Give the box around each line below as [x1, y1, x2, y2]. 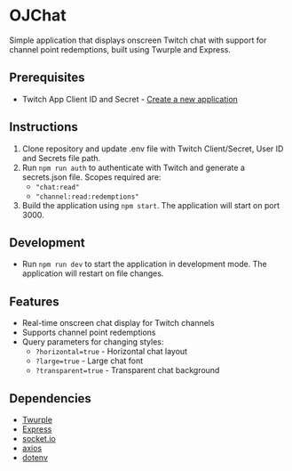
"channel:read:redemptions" [35, 192, 139, 201]
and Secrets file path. [21, 152, 101, 163]
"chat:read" [35, 183, 80, 191]
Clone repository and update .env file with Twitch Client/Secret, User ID [21, 143, 284, 154]
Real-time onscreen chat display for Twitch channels [21, 318, 215, 329]
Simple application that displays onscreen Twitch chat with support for [9, 35, 267, 45]
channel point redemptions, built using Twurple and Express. [9, 44, 232, 54]
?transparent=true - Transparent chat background [35, 365, 220, 376]
